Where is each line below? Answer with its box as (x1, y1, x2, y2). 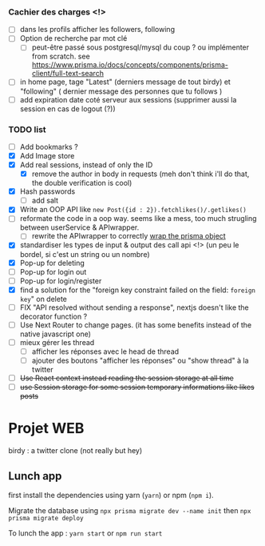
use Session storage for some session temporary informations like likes (19, 383, 255, 392)
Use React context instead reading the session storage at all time (19, 373, 234, 383)
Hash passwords (19, 187, 76, 196)
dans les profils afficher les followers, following (19, 25, 176, 34)
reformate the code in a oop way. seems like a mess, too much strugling (19, 214, 257, 223)
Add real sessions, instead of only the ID (19, 160, 153, 170)
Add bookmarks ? (19, 142, 78, 151)
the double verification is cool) (31, 179, 132, 188)
